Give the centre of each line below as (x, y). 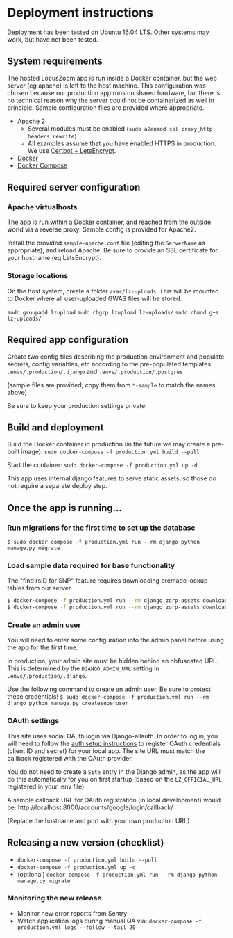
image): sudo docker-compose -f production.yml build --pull (110, 452)
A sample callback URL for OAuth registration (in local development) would (114, 800)
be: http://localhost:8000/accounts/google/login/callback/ (90, 807)
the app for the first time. (43, 647)
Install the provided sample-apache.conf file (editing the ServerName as (106, 243)
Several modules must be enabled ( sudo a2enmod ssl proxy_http (120, 128)
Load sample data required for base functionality (91, 565)
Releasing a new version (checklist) (86, 843)
